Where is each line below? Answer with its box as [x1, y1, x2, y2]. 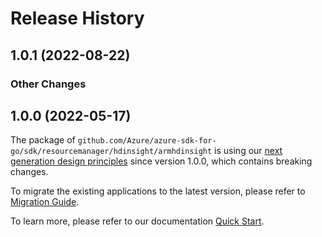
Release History [10, 7, 145, 30]
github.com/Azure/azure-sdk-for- [77, 136, 217, 146]
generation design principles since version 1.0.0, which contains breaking [10, 155, 313, 167]
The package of [10, 134, 76, 146]
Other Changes [10, 77, 87, 91]
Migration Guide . [10, 196, 80, 208]
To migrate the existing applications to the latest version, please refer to [10, 185, 306, 197]
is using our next [214, 145, 283, 157]
